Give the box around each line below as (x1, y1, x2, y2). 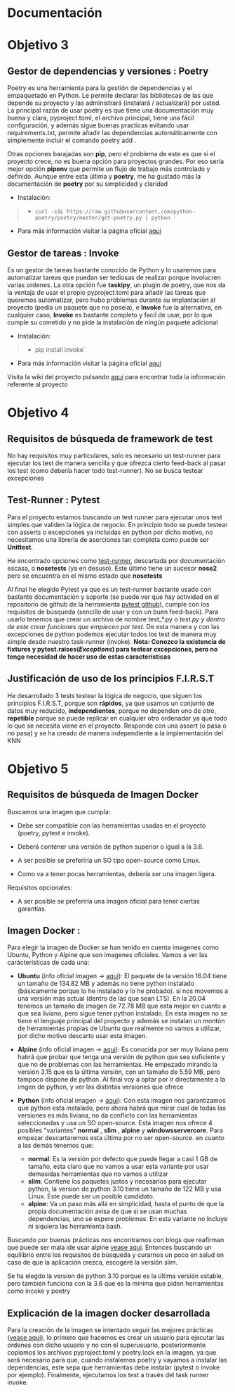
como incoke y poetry (7, 1286, 71, 1296)
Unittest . (7, 543, 34, 551)
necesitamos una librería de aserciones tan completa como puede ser (7, 535, 209, 543)
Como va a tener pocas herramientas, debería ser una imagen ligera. (17, 869, 217, 878)
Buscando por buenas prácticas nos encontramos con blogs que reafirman (7, 1236, 224, 1244)
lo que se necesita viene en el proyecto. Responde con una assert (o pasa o (7, 721, 227, 730)
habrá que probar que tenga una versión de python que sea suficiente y (17, 1053, 226, 1061)
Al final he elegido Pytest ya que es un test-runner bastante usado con (7, 585, 212, 593)
